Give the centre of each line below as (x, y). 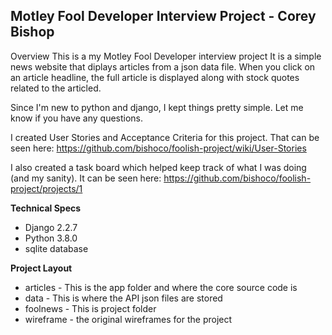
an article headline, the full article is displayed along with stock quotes (155, 77)
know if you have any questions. (77, 118)
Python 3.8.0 (51, 238)
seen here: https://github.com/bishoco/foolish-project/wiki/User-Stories (158, 148)
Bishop (32, 32)
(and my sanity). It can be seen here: (86, 178)
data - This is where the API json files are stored (123, 298)
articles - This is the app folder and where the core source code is (161, 287)
